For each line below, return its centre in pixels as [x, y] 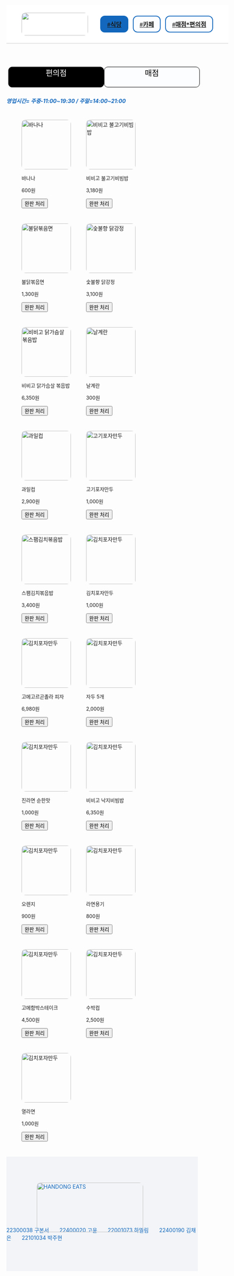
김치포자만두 [100, 593]
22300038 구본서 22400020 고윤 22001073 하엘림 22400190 [95, 1230]
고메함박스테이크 [40, 1007]
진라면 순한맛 [36, 800]
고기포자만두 [100, 489]
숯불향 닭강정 [101, 281]
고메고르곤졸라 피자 [43, 696]
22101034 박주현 [42, 1238]
